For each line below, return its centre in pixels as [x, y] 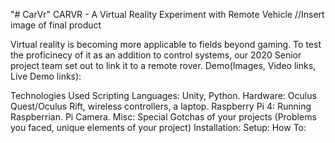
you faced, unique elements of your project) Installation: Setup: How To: [158, 127]
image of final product [56, 25]
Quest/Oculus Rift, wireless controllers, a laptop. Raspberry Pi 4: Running [161, 106]
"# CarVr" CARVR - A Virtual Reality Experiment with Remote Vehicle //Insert [167, 14]
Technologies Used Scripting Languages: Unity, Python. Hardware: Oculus [163, 95]
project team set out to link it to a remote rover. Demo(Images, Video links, [163, 65]
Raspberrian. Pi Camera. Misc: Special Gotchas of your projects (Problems [163, 117]
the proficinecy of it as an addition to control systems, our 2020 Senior [156, 55]
